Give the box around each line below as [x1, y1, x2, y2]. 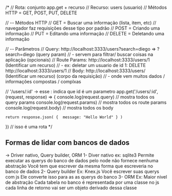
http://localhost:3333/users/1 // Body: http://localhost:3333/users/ [5, 68, 145, 74]
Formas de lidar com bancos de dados [5, 138, 130, 147]
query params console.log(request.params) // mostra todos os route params [5, 99, 167, 105]
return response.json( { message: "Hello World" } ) [5, 115, 123, 120]
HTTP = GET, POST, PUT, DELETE [5, 10, 78, 16]
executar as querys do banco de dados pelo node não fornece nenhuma [5, 157, 159, 163]
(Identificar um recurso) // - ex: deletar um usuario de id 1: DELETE [5, 62, 146, 68]
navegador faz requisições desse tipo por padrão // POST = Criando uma [5, 25, 160, 31]
